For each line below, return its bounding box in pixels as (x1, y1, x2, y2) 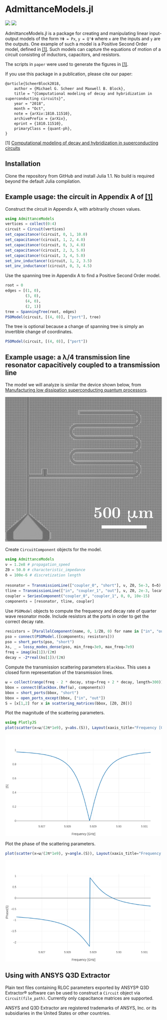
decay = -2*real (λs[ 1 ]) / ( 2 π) (5, 655, 66, 660)
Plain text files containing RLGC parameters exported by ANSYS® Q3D (5, 985, 150, 991)
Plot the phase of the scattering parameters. (5, 841, 96, 847)
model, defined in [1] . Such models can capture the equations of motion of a (5, 46, 161, 52)
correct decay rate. (5, 618, 45, 625)
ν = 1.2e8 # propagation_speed (5, 562, 70, 567)
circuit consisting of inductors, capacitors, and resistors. (5, 51, 121, 57)
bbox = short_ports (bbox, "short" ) (5, 690, 79, 695)
